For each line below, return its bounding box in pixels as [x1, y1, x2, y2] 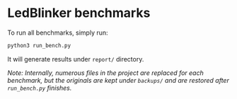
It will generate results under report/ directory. [7, 54, 144, 63]
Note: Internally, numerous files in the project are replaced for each [7, 69, 204, 77]
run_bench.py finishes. [7, 83, 72, 92]
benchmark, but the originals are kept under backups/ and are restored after [7, 76, 230, 84]
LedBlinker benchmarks [7, 5, 151, 21]
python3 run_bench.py [7, 42, 71, 49]
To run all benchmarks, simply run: [7, 28, 108, 37]
